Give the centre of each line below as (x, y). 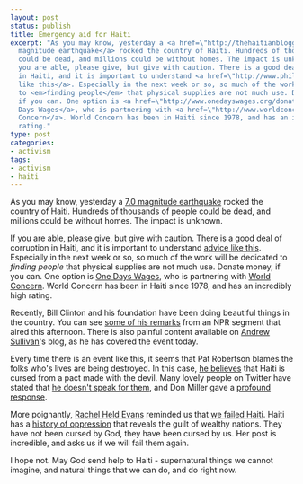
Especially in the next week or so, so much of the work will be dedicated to (149, 258)
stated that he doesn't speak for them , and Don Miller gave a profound (141, 388)
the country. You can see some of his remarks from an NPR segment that (146, 322)
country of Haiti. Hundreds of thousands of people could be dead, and (140, 211)
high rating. (31, 295)
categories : (32, 143)
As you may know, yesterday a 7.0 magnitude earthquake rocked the (137, 202)
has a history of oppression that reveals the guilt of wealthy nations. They (146, 424)
